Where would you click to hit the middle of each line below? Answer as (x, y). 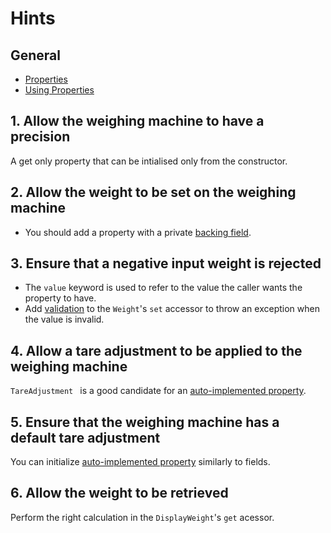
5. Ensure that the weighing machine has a (145, 422)
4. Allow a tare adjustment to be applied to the (156, 350)
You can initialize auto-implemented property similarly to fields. (140, 462)
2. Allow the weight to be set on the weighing (153, 192)
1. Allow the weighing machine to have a (137, 121)
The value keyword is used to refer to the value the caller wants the (163, 288)
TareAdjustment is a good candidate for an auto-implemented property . (158, 391)
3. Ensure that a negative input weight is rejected (166, 263)
